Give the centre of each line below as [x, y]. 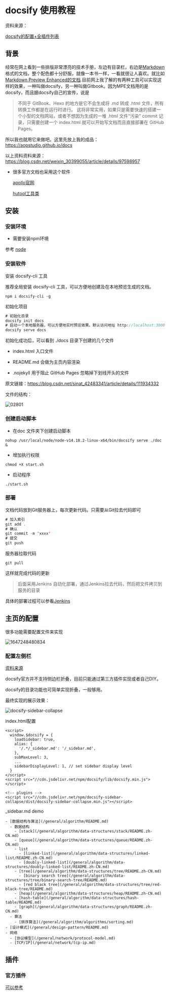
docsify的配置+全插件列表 [32, 36]
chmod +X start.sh [25, 464]
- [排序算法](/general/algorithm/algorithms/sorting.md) [74, 922]
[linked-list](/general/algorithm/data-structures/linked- [87, 854]
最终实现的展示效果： [27, 700]
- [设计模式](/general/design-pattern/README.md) [57, 927]
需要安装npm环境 [31, 239]
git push [14, 543]
